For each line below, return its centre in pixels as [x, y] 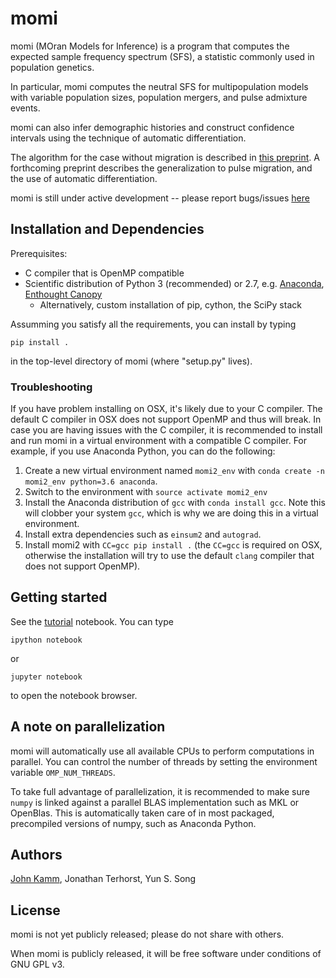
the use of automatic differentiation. [84, 178]
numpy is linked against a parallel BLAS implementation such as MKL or [155, 802]
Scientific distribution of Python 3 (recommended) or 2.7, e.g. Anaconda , [174, 283]
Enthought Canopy [63, 294]
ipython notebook [46, 640]
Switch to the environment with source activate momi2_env [146, 492]
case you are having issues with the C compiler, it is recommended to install [166, 430]
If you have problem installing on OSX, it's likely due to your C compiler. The [166, 409]
